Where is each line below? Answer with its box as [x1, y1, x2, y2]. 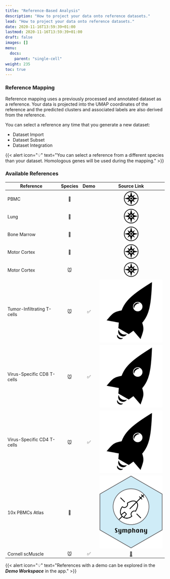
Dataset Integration [12, 142, 53, 148]
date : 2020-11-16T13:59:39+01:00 [5, 24, 76, 29]
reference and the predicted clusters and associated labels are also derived [5, 106, 163, 112]
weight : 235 [5, 61, 30, 67]
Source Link [118, 183, 144, 189]
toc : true [5, 67, 26, 72]
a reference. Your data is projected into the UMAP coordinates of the [5, 101, 148, 107]
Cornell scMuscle [7, 551, 44, 557]
